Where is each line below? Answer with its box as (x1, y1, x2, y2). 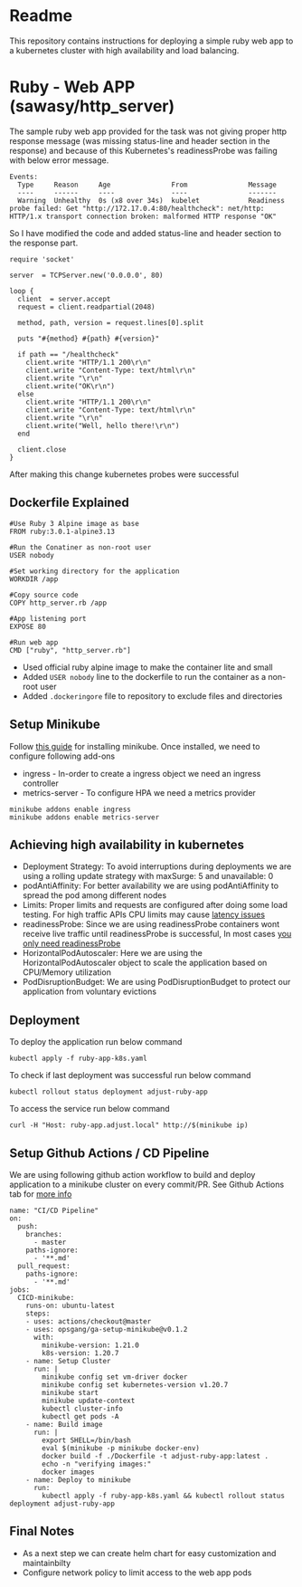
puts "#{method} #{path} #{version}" (17, 334, 160, 343)
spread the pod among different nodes (22, 890, 167, 901)
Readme (9, 5, 73, 26)
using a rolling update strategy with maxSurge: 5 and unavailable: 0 (22, 871, 274, 882)
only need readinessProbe (22, 938, 121, 949)
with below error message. (9, 155, 109, 166)
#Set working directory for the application (9, 567, 180, 576)
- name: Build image (25, 1420, 103, 1429)
